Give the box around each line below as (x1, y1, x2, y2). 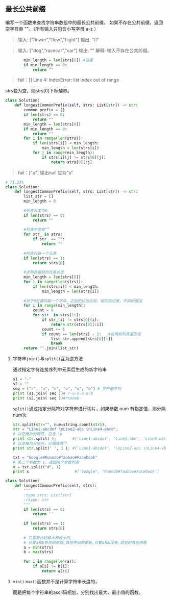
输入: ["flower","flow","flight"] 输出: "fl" (17, 36, 100, 42)
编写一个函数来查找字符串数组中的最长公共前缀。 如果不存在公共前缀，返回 (5, 19, 163, 26)
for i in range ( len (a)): (23, 559, 77, 564)
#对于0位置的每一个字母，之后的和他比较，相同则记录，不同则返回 (23, 298, 142, 304)
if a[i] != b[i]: (32, 564, 70, 569)
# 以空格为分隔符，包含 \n (12, 432, 63, 437)
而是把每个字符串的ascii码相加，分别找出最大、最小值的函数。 (12, 589, 143, 595)
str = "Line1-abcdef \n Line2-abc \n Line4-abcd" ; (12, 427, 118, 432)
